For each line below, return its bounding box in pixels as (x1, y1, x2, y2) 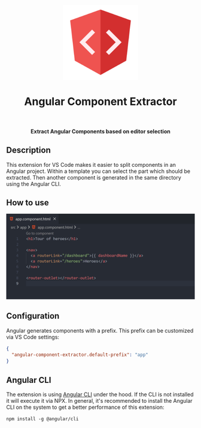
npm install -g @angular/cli (6, 416, 79, 422)
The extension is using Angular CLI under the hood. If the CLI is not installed (6, 391, 194, 398)
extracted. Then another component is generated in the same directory (6, 173, 181, 181)
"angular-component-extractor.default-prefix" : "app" (11, 352, 148, 358)
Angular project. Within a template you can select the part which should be (6, 167, 190, 175)
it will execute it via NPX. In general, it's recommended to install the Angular (6, 397, 193, 405)
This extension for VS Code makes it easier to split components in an (6, 161, 176, 168)
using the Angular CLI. (6, 180, 62, 187)
